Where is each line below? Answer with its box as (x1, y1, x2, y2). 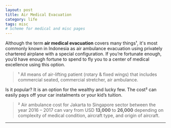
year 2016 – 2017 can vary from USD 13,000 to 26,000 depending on (17, 107, 164, 113)
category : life (5, 17, 38, 22)
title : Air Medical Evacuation (5, 12, 72, 17)
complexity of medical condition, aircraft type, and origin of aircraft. (17, 112, 160, 119)
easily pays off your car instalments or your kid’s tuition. (5, 92, 123, 98)
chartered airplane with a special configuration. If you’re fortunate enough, (5, 51, 162, 57)
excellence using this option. (5, 62, 65, 68)
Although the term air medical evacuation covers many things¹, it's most (5, 40, 158, 46)
